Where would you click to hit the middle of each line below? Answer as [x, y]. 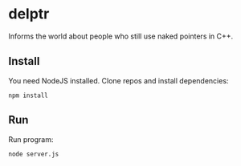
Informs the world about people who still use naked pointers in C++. [121, 36]
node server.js [34, 154]
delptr [29, 14]
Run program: [31, 139]
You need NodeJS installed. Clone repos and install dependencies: [118, 80]
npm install [28, 95]
